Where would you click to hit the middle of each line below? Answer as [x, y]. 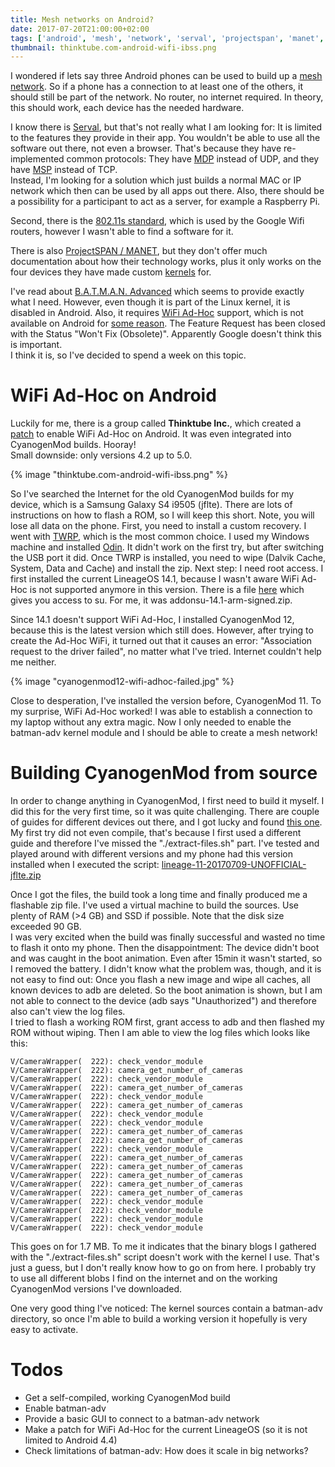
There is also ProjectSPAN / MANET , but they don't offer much [139, 251]
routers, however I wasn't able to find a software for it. [122, 232]
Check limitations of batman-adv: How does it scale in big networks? [166, 1451]
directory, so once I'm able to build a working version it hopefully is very [159, 1319]
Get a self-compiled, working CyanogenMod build [127, 1398]
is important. [36, 345]
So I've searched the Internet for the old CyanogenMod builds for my [152, 494]
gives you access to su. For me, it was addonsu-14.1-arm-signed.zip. [151, 600]
